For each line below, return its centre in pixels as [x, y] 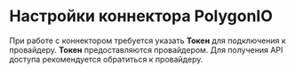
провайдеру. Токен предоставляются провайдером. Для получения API [146, 49]
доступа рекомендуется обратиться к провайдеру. [106, 59]
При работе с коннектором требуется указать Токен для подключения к [147, 40]
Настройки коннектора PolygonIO [141, 16]
